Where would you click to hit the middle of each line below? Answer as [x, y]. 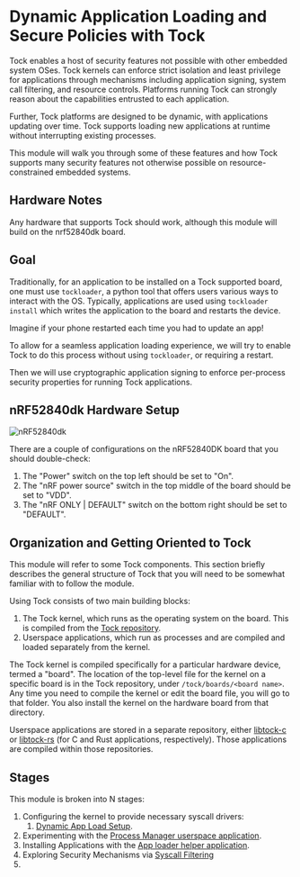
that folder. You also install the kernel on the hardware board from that [139, 703]
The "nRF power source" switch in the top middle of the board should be [157, 486]
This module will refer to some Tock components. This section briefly [137, 565]
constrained [31, 172]
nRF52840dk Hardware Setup [94, 410]
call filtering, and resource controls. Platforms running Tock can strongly [143, 89]
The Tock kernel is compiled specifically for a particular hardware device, [145, 665]
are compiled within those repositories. [81, 749]
